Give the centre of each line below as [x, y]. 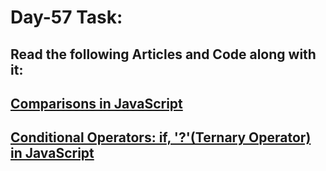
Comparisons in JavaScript [96, 103]
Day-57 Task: [66, 17]
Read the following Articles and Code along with [163, 54]
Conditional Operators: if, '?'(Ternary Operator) [161, 137]
